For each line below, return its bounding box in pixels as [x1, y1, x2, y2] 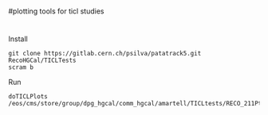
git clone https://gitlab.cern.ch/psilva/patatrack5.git [8, 50, 202, 58]
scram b [8, 63, 34, 71]
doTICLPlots [8, 93, 48, 101]
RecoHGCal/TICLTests [8, 56, 77, 65]
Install [8, 34, 28, 44]
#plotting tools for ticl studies [8, 6, 104, 16]
